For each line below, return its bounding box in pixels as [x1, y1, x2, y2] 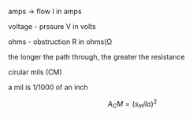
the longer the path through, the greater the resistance [8, 53, 185, 61]
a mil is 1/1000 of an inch [8, 82, 88, 92]
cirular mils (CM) [8, 67, 62, 77]
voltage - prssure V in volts [8, 22, 96, 31]
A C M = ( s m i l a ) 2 [107, 98, 158, 111]
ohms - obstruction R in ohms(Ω [8, 37, 113, 46]
